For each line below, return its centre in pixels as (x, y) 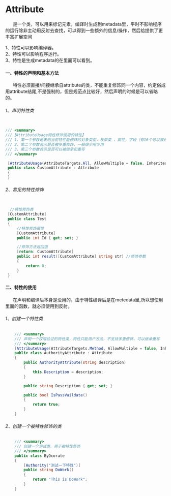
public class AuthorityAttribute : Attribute (64, 353)
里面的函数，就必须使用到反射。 (39, 306)
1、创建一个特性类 (24, 319)
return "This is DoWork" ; (60, 479)
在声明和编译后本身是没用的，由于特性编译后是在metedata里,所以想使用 (88, 300)
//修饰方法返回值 (32, 247)
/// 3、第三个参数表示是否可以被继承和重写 (45, 149)
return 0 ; (36, 266)
